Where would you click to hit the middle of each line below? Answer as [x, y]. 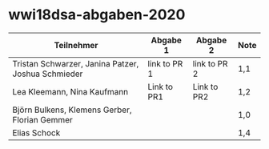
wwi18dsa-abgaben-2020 [97, 15]
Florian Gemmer [43, 119]
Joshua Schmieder [48, 74]
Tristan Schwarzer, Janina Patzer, [76, 63]
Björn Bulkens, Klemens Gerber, [72, 110]
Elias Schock [36, 132]
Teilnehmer [76, 45]
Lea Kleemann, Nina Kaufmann [70, 91]
